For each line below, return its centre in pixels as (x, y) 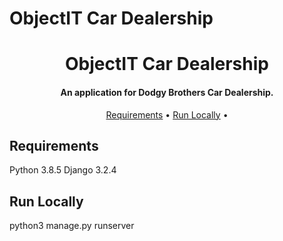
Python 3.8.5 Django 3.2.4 (63, 170)
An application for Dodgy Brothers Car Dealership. (167, 92)
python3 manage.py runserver (72, 226)
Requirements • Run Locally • (167, 114)
